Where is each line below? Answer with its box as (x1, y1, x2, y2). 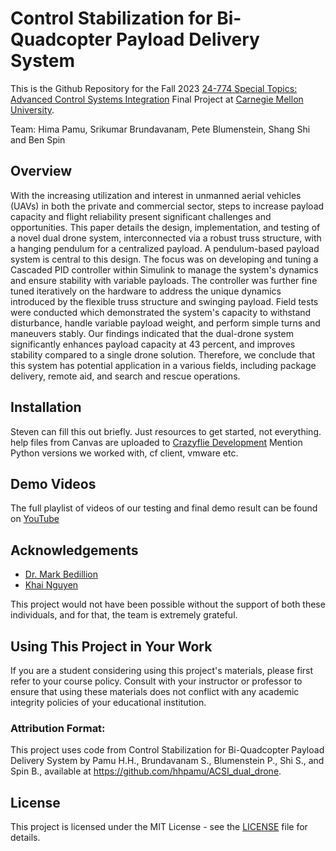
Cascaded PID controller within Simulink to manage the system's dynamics (10, 263, 319, 276)
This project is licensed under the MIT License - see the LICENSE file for (10, 821, 308, 833)
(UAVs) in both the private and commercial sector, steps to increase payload (10, 200, 325, 212)
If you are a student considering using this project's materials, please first (10, 665, 314, 676)
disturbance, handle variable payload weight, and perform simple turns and (10, 317, 321, 329)
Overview (10, 163, 73, 180)
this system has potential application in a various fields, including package (10, 359, 317, 371)
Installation (10, 399, 82, 416)
